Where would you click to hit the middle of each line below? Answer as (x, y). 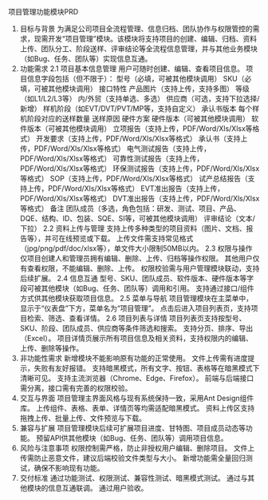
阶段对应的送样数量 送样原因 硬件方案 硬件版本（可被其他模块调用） (138, 119)
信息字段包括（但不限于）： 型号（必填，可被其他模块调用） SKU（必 (139, 79)
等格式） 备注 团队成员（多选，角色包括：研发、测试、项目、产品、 (130, 208)
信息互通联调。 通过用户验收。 (98, 488)
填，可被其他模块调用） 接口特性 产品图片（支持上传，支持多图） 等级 (134, 89)
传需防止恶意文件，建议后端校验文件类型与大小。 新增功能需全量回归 (132, 458)
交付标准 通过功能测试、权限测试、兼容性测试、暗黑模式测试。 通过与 (134, 478)
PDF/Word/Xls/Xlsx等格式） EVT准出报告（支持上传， (136, 188)
